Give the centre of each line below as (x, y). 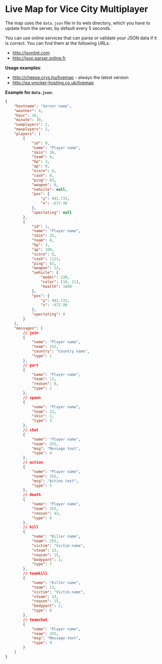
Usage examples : (23, 68)
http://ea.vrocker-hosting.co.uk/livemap (53, 83)
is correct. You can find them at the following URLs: (58, 43)
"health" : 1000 (56, 286)
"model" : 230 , (55, 277)
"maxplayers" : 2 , (32, 129)
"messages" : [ (28, 328)
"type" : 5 (42, 486)
